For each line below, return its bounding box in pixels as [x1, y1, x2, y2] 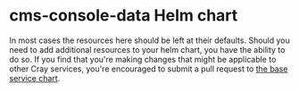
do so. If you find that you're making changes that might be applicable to [9, 54, 277, 64]
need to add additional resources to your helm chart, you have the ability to [9, 44, 286, 54]
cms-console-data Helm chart [9, 5, 238, 26]
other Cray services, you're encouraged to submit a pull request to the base [9, 63, 288, 74]
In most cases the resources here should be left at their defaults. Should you [9, 35, 290, 46]
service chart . [9, 72, 61, 83]
